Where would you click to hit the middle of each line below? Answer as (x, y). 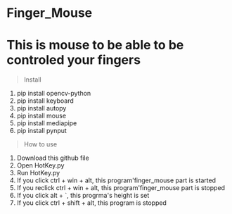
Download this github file (53, 158)
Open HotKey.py (40, 165)
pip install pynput (42, 131)
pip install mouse (41, 116)
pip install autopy (41, 108)
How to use (40, 144)
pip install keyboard (45, 101)
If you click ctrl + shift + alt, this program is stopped (91, 203)
